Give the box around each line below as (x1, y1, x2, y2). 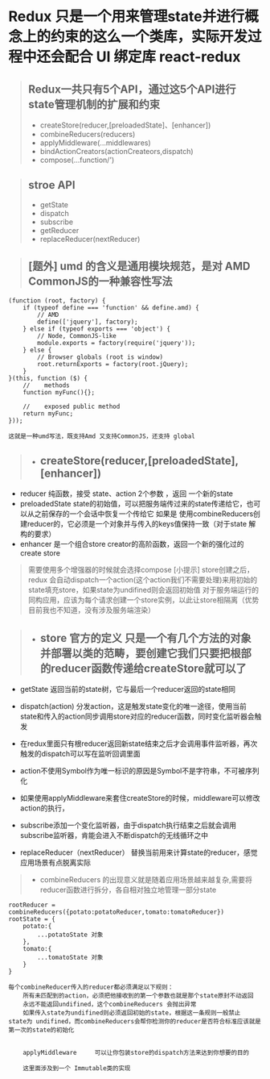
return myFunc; (22, 409, 74, 418)
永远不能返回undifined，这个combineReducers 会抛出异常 (22, 1001, 197, 1009)
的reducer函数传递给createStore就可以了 (39, 661, 247, 675)
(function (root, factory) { (8, 296, 106, 305)
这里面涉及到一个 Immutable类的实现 (22, 1064, 131, 1073)
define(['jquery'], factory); (37, 318, 138, 326)
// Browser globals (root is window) (37, 352, 163, 361)
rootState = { (8, 915, 56, 923)
